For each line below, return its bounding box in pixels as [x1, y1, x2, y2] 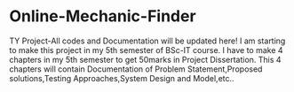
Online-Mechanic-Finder [9, 6, 197, 27]
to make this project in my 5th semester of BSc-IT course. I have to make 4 [9, 44, 283, 55]
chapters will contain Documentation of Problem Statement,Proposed [9, 64, 263, 74]
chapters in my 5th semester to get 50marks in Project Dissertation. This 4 [9, 54, 282, 65]
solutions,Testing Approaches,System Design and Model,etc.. [9, 73, 234, 83]
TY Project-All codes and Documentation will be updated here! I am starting [9, 35, 286, 46]
